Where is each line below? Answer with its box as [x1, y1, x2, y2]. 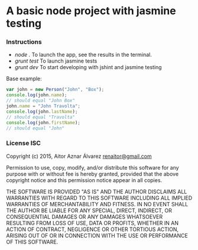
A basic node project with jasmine [6, 4, 176, 18]
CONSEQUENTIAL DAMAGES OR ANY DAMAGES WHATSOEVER [6, 213, 163, 220]
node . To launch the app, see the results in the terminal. [14, 51, 152, 59]
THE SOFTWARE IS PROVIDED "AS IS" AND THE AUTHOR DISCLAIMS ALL [6, 188, 187, 195]
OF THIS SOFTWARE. [6, 238, 59, 245]
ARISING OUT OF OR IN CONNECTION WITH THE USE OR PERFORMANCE [6, 232, 188, 239]
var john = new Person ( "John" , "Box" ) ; [6, 87, 105, 93]
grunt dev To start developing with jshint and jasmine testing [14, 64, 162, 71]
